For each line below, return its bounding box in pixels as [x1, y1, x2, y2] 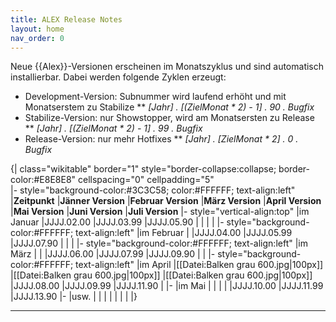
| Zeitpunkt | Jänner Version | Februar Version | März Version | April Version [10, 195, 322, 207]
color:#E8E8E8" [10, 174, 77, 186]
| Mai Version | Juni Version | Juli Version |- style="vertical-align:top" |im [10, 206, 310, 218]
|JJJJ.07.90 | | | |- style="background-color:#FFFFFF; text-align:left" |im [10, 237, 308, 250]
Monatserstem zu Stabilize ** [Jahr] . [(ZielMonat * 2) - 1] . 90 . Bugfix [24, 101, 315, 113]
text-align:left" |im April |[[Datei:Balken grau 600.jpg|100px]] [75, 259, 324, 271]
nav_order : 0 [10, 33, 65, 43]
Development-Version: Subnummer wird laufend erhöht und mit [24, 91, 287, 103]
